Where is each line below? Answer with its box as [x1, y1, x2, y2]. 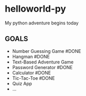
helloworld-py [5, 3, 66, 15]
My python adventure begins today [5, 20, 79, 26]
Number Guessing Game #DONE [12, 48, 81, 54]
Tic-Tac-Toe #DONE [12, 75, 55, 81]
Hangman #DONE [12, 53, 50, 59]
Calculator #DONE [12, 70, 51, 76]
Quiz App [12, 80, 32, 86]
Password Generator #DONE [12, 64, 73, 70]
